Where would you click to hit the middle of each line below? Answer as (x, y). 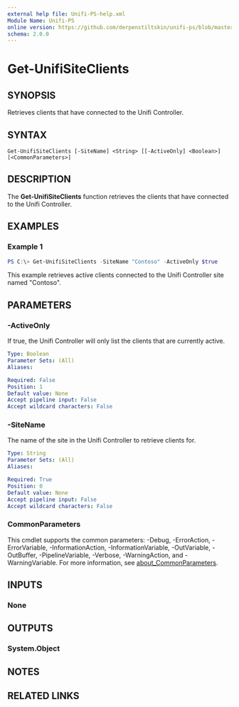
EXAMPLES (33, 226)
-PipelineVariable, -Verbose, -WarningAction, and (111, 555)
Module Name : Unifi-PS (41, 21)
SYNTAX (27, 135)
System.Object (34, 649)
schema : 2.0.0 (28, 34)
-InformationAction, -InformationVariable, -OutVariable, (130, 547)
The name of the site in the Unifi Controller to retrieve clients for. (102, 440)
